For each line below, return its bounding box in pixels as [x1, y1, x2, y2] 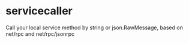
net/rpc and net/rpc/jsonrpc [5, 30, 75, 37]
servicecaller [5, 4, 73, 18]
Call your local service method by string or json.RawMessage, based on [5, 24, 184, 31]
